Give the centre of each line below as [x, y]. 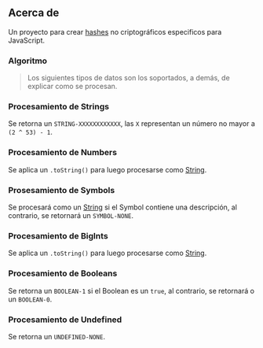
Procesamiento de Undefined [65, 320]
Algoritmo [28, 61]
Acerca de [34, 13]
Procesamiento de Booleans [63, 273]
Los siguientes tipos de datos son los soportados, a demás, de [128, 78]
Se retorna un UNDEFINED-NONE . [57, 336]
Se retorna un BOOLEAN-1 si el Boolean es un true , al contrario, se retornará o [131, 291]
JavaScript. [27, 40]
